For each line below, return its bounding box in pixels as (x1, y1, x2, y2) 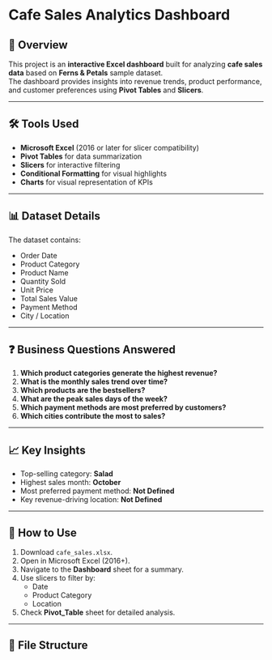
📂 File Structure (8, 638, 88, 653)
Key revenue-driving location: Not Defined (19, 495, 163, 505)
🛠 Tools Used (8, 117, 79, 131)
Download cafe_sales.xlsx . (19, 547, 113, 557)
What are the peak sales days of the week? (19, 394, 168, 404)
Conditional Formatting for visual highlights (19, 168, 168, 178)
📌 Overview (8, 38, 68, 52)
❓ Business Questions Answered (8, 343, 176, 357)
